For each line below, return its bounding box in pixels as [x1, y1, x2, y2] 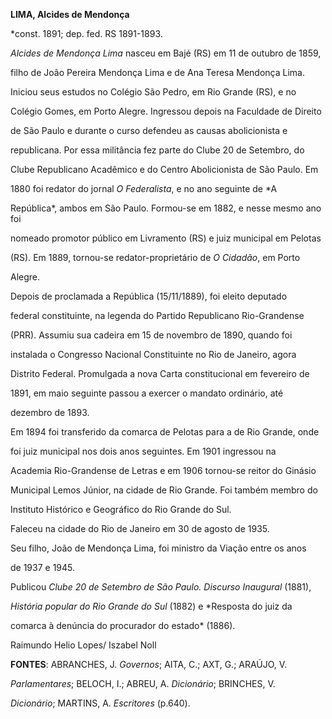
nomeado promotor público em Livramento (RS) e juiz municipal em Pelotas [10, 232, 322, 244]
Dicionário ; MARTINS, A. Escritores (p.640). [10, 697, 191, 709]
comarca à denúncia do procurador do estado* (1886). [10, 620, 236, 631]
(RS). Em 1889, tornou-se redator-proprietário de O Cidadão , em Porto [10, 252, 301, 263]
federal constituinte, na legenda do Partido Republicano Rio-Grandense [10, 310, 305, 321]
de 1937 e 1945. [10, 562, 76, 573]
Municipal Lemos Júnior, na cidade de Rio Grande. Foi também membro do [10, 484, 318, 496]
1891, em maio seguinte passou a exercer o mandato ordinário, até [10, 387, 284, 399]
